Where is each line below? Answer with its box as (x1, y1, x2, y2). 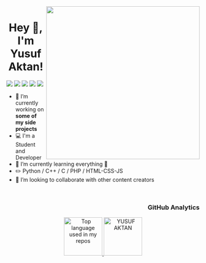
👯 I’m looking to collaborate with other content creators (15, 176, 154, 183)
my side (15, 119, 36, 126)
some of (15, 112, 37, 119)
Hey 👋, (9, 21, 43, 35)
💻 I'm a (15, 131, 36, 139)
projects (15, 125, 37, 132)
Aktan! (8, 60, 44, 74)
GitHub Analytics (147, 203, 200, 212)
